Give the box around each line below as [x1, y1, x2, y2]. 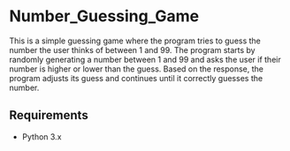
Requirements [9, 108, 88, 123]
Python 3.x [21, 131, 62, 142]
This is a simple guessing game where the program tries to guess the [9, 35, 261, 46]
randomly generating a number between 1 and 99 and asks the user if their [9, 54, 281, 64]
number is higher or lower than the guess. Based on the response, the [9, 64, 263, 74]
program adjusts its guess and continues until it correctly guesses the [9, 72, 263, 83]
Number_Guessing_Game [9, 6, 200, 26]
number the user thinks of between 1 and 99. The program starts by [9, 44, 256, 55]
